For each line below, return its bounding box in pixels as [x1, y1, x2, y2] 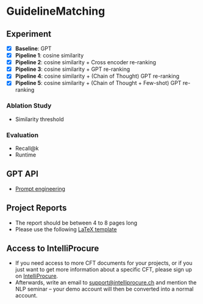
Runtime [15, 151, 37, 158]
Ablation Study [6, 102, 52, 110]
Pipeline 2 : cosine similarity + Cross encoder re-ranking [15, 59, 157, 66]
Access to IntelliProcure [6, 243, 99, 253]
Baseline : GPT [15, 45, 52, 52]
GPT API [6, 169, 38, 179]
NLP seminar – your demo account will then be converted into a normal [15, 286, 194, 293]
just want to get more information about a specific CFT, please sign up [15, 266, 192, 273]
